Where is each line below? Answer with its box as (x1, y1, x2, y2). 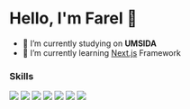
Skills (9, 69, 34, 82)
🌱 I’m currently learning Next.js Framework (22, 47, 182, 58)
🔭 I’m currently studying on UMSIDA (22, 38, 158, 49)
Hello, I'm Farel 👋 (9, 8, 138, 29)
